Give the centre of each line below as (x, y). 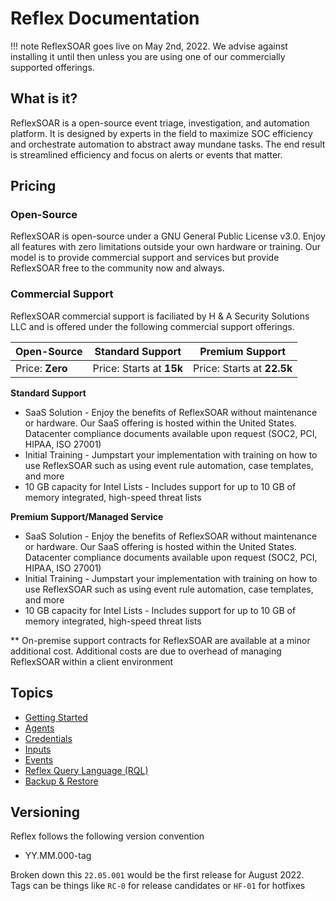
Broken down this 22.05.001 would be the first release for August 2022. (157, 875)
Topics (32, 693)
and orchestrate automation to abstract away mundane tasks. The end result (168, 144)
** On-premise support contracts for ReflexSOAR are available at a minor (160, 640)
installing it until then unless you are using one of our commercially (148, 56)
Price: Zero (41, 368)
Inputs (38, 749)
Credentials (48, 738)
